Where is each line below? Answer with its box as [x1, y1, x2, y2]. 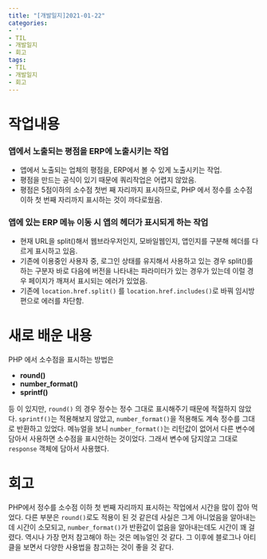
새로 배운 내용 [8, 327, 92, 345]
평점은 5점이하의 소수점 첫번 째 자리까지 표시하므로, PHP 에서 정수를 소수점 [19, 185, 253, 194]
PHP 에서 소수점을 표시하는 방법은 [8, 355, 114, 365]
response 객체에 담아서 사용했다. [8, 444, 109, 454]
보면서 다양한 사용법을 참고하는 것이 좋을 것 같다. [22, 542, 174, 552]
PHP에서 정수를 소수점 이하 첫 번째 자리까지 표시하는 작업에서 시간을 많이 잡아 [8, 502, 249, 512]
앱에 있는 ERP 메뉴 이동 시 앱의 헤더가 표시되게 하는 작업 [8, 217, 209, 228]
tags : [8, 57, 26, 64]
